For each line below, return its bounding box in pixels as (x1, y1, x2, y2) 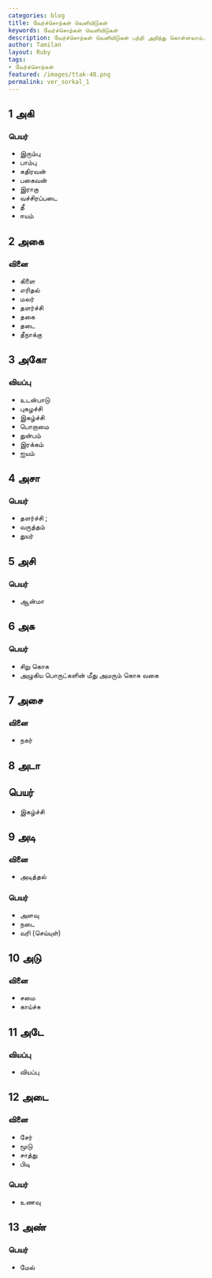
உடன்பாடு (19, 395, 50, 404)
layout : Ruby (8, 48, 51, 56)
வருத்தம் (19, 522, 46, 532)
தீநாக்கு (19, 329, 43, 339)
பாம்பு (19, 157, 37, 167)
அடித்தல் (19, 872, 47, 882)
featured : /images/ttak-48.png (8, 70, 111, 78)
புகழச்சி (19, 404, 43, 413)
